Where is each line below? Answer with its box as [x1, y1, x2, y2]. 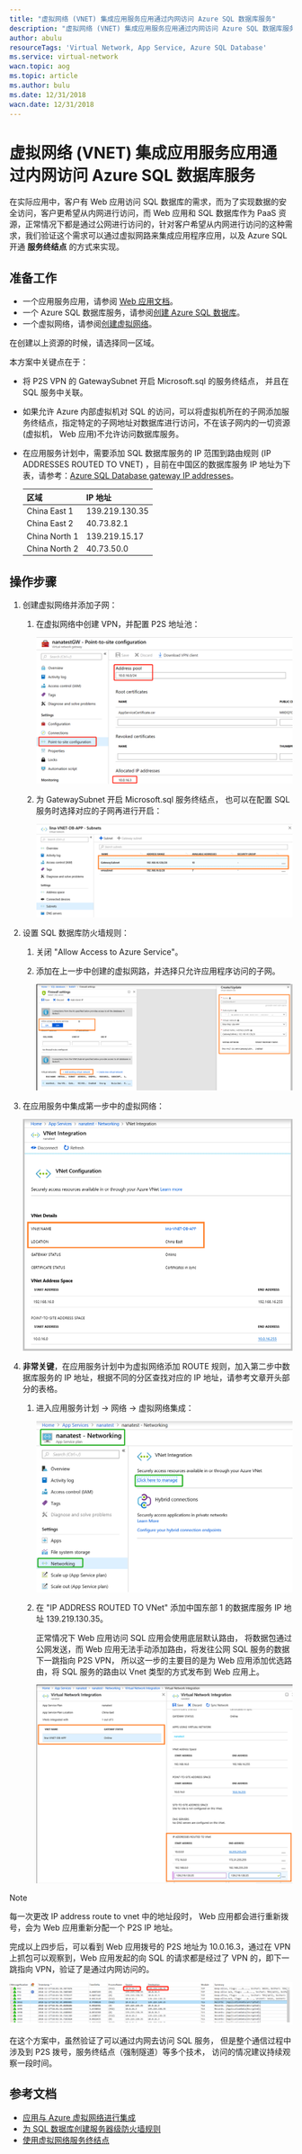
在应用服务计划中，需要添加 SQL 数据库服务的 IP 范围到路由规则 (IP [22, 448, 271, 459]
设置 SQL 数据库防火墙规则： [22, 928, 130, 938]
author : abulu [9, 33, 63, 42]
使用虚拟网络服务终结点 [22, 2134, 110, 2145]
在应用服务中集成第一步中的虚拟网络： [22, 1100, 164, 1111]
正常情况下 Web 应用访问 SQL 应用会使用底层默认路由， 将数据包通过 [35, 1632, 292, 1643]
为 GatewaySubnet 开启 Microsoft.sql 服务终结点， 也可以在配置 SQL [35, 794, 290, 805]
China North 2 [26, 543, 79, 553]
